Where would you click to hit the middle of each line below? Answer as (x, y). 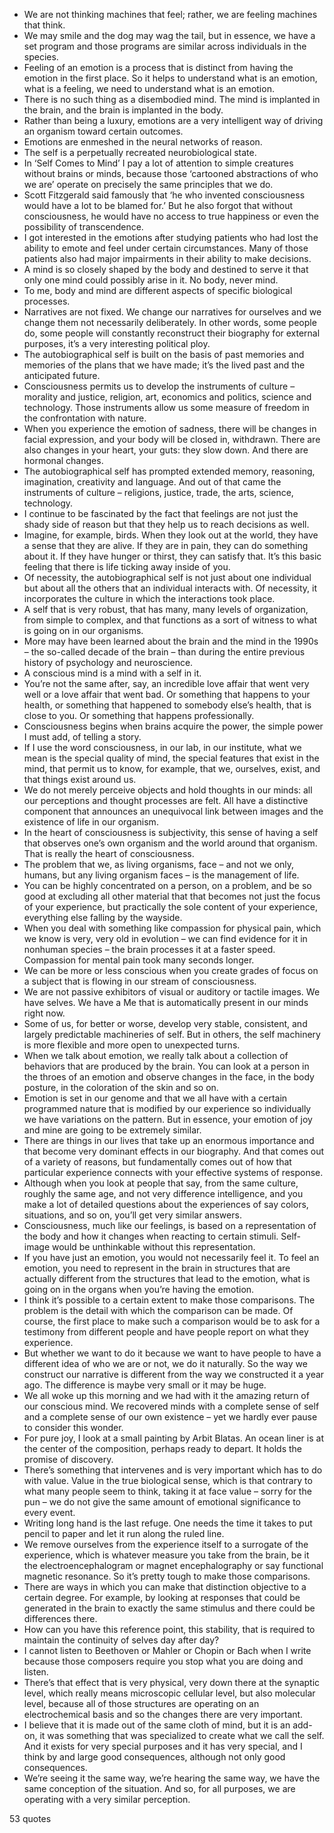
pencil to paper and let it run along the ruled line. (124, 1533)
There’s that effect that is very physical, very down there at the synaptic (172, 1682)
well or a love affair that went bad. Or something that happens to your (167, 694)
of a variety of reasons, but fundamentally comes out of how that (157, 1162)
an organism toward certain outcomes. (103, 131)
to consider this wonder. (73, 1427)
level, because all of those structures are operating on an (141, 1703)
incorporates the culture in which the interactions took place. (149, 598)
